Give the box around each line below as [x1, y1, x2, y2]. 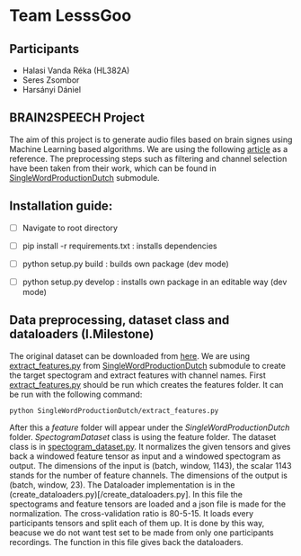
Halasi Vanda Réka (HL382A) [22, 65, 130, 76]
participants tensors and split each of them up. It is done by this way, [9, 517, 265, 528]
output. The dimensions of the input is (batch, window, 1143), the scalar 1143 [9, 460, 292, 471]
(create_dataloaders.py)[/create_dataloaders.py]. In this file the [9, 489, 243, 499]
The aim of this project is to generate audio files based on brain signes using [9, 134, 293, 145]
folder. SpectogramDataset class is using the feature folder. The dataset [9, 431, 277, 442]
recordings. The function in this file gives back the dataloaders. [9, 536, 244, 547]
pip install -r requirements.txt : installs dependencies [22, 240, 217, 251]
